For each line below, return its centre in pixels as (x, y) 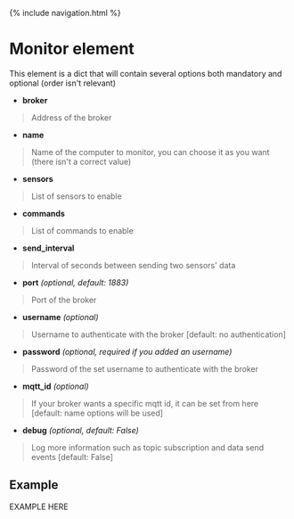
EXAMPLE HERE (39, 507)
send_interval (48, 248)
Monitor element (72, 49)
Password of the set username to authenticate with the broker (145, 368)
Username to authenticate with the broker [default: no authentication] (159, 334)
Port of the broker (64, 300)
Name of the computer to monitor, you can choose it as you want (150, 152)
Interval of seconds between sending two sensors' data (133, 265)
